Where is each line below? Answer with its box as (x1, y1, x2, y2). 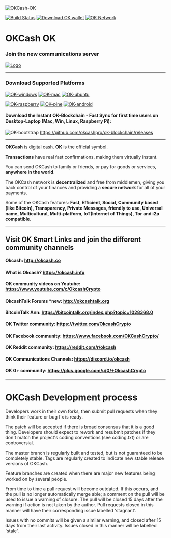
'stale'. (5, 528, 19, 534)
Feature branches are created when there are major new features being (5, 470, 155, 476)
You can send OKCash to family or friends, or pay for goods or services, (5, 163, 157, 170)
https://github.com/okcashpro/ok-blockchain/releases (40, 129, 154, 135)
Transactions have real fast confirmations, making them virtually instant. (5, 154, 158, 160)
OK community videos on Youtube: (5, 281, 81, 287)
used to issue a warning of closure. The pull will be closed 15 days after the (5, 496, 163, 502)
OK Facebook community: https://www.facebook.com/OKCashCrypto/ (5, 333, 159, 339)
